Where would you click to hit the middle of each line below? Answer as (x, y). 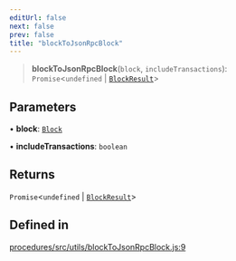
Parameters (43, 106)
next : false (32, 26)
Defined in (39, 225)
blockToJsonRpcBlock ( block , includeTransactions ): (129, 69)
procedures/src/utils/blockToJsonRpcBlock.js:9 (98, 246)
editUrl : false (38, 18)
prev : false (32, 34)
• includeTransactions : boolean (69, 147)
